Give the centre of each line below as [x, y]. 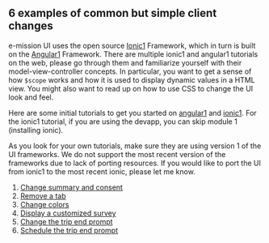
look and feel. [31, 97]
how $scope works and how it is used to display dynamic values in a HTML [132, 79]
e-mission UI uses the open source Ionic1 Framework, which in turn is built [132, 45]
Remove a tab [43, 196]
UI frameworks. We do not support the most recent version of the [117, 154]
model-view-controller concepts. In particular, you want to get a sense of [130, 71]
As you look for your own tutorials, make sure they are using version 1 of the [135, 146]
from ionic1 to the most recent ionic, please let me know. [102, 171]
